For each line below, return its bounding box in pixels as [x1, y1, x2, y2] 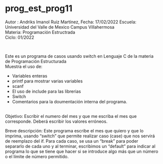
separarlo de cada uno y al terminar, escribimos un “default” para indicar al [5, 143, 156, 149]
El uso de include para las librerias [12, 88, 81, 94]
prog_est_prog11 [5, 3, 72, 14]
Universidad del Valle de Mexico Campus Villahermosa [5, 24, 115, 30]
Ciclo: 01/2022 [5, 34, 35, 40]
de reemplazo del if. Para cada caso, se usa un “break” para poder [5, 138, 139, 144]
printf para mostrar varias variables [12, 78, 83, 84]
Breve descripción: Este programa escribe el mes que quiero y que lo [5, 128, 144, 133]
